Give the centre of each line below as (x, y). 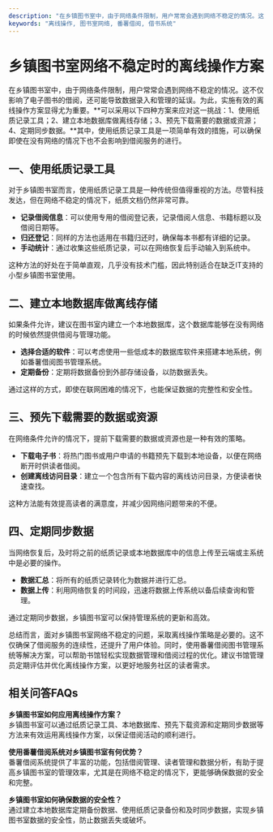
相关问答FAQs (43, 694)
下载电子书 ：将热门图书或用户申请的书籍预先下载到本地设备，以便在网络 (141, 455)
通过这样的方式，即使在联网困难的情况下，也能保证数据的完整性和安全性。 (132, 390)
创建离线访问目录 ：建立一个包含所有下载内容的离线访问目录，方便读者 (137, 476)
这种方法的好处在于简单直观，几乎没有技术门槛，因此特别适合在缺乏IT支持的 (136, 265)
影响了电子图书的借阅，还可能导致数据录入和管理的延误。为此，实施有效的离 (136, 100)
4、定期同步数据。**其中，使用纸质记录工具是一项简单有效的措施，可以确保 (135, 131)
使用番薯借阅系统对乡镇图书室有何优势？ (76, 752)
